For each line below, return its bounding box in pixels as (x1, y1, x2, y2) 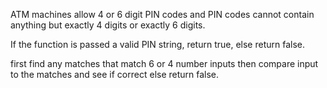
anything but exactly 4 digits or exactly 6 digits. (10, 19, 206, 31)
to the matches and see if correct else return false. (10, 69, 220, 80)
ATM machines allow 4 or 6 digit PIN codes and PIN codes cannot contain (10, 9, 315, 20)
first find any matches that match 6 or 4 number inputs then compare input (10, 58, 319, 69)
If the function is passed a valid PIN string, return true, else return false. (10, 39, 306, 50)
